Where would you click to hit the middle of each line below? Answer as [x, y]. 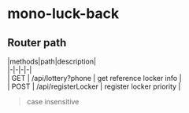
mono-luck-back [63, 14]
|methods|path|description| [52, 61]
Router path [37, 43]
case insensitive [53, 102]
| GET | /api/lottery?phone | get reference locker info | [94, 78]
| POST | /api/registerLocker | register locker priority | [94, 86]
